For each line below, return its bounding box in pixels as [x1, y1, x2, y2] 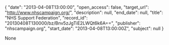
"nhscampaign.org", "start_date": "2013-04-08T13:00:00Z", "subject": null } [5, 25, 164, 31]
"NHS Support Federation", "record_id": [5, 15, 88, 20]
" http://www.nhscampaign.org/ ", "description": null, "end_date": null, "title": [5, 9, 163, 15]
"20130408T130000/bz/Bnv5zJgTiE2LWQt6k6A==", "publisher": [5, 20, 141, 26]
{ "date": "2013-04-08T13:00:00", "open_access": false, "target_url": [5, 4, 149, 10]
